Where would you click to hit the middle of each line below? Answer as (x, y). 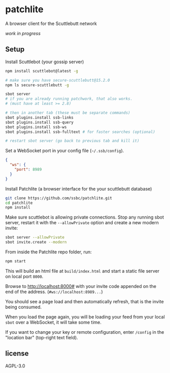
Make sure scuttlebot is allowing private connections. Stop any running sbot (84, 217)
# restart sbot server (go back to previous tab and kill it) (72, 141)
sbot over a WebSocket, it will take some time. (53, 322)
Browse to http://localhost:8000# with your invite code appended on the (81, 286)
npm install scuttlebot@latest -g (42, 71)
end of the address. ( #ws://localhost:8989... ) (54, 291)
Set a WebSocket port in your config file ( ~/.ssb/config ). (65, 151)
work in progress (23, 33)
